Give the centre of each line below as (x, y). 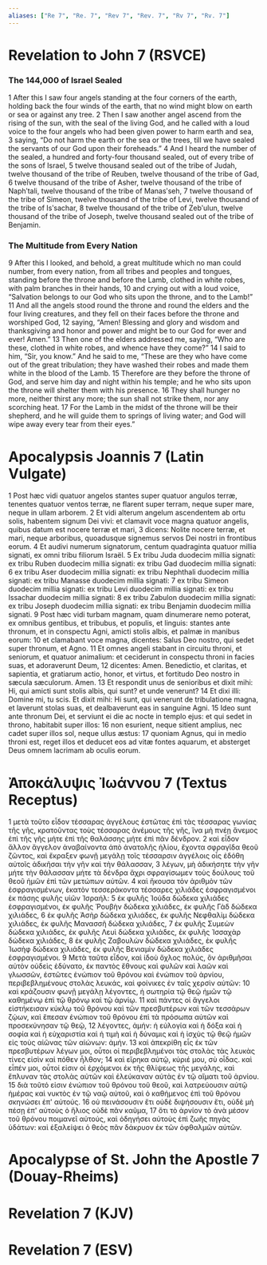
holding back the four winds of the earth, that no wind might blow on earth (130, 106)
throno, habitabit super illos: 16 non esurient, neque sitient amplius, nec (125, 725)
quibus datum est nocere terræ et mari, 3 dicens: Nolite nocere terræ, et (127, 530)
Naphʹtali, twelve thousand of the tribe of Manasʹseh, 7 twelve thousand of (131, 191)
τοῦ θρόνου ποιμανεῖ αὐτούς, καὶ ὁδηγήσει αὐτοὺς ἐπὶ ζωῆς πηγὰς (120, 1119)
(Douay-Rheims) (64, 1177)
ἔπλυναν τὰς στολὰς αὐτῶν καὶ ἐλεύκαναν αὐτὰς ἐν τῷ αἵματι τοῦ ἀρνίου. (133, 1076)
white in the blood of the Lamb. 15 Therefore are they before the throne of (130, 373)
